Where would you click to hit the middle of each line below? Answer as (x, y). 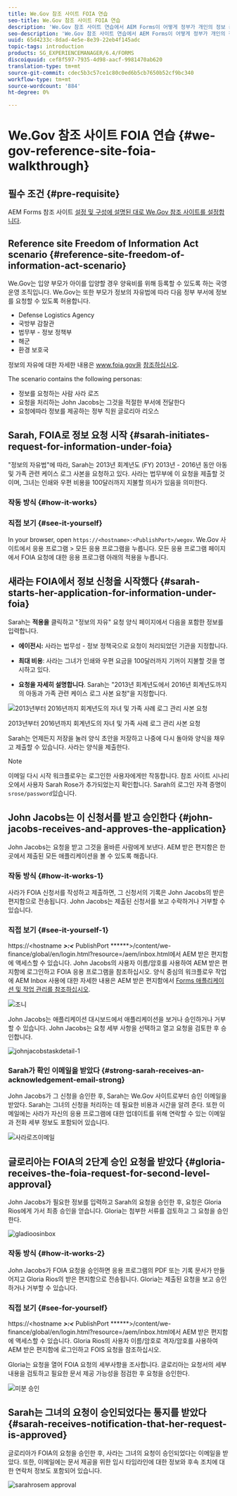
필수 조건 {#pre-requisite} (64, 193)
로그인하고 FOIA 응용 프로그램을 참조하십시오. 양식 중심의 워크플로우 (120, 972)
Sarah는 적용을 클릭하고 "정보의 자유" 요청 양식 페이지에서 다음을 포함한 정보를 (116, 622)
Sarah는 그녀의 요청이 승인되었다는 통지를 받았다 (107, 1412)
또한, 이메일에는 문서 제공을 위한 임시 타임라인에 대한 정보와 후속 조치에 (120, 1461)
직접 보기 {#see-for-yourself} (58, 1308)
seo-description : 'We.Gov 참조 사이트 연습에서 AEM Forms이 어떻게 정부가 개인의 (117, 33)
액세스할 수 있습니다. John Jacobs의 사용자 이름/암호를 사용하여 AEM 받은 (118, 963)
